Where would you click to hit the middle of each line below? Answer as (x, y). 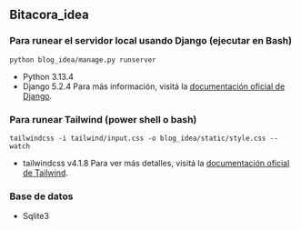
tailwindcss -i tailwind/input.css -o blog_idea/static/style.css (138, 138)
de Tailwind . (45, 173)
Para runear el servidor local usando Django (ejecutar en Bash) (151, 41)
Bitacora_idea (49, 15)
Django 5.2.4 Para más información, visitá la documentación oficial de (154, 86)
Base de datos (41, 196)
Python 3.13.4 (48, 76)
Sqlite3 (36, 216)
